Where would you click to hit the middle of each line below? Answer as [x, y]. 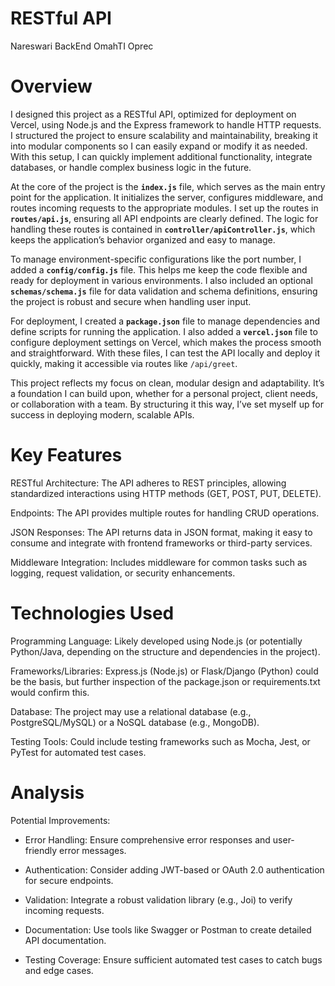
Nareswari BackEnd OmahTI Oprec [82, 46]
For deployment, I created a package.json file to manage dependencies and [165, 321]
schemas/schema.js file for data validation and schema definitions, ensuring [164, 291]
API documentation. [65, 940]
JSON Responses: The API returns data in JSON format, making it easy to [161, 532]
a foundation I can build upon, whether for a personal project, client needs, [164, 393]
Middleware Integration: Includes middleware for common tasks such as [159, 562]
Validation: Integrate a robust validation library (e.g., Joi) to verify [158, 899]
